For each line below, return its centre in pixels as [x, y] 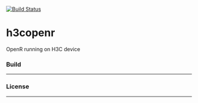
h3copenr [31, 33]
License [18, 87]
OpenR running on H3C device [43, 49]
